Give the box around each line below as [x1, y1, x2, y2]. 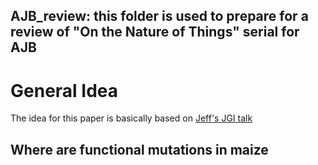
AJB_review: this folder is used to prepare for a [10, 8, 309, 25]
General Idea [10, 79, 119, 102]
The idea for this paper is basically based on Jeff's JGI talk [10, 112, 253, 124]
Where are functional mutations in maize [10, 141, 269, 158]
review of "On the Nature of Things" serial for [10, 24, 300, 41]
